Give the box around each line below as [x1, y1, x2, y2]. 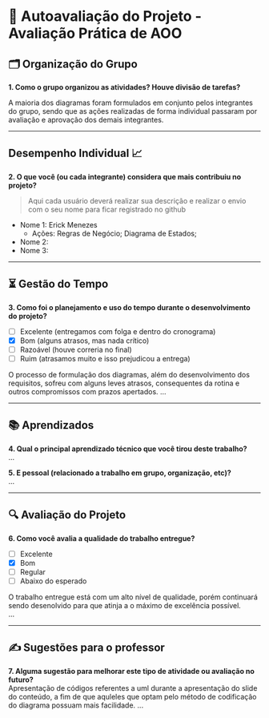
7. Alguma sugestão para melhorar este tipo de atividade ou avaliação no [8, 666, 255, 676]
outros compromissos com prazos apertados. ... [8, 386, 167, 396]
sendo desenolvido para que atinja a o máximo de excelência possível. [8, 600, 242, 610]
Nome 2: [19, 236, 49, 247]
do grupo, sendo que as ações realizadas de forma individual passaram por [8, 107, 258, 115]
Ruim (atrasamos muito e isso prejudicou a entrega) [19, 353, 191, 363]
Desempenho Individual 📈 [8, 147, 143, 160]
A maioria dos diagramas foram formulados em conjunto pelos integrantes [8, 98, 254, 107]
